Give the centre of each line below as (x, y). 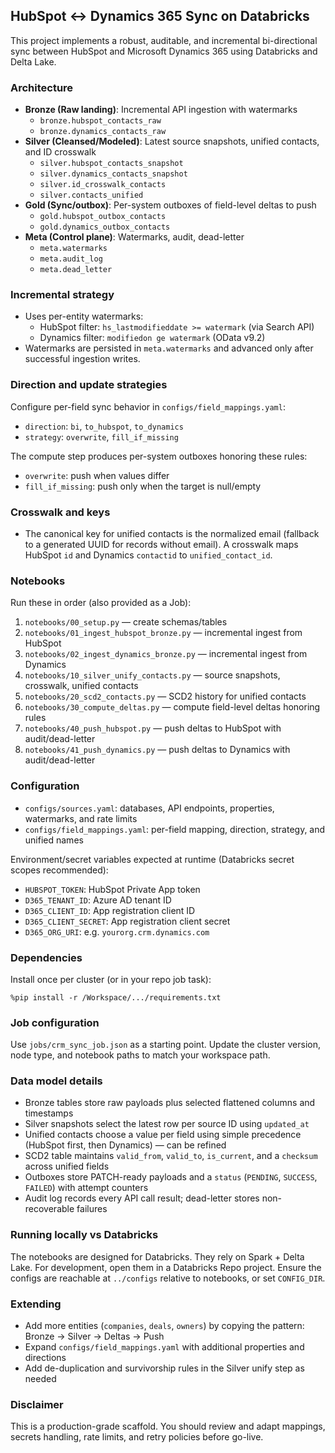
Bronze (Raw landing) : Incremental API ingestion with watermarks (161, 110)
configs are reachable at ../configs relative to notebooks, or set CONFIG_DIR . (168, 1278)
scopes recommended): (59, 870)
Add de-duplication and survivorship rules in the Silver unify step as (164, 1368)
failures (92, 1209)
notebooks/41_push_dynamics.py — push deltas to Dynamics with (157, 750)
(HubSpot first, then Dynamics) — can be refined (125, 1145)
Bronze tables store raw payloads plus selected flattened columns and (170, 1103)
